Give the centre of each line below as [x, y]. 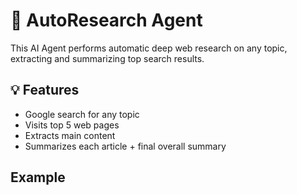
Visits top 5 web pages [72, 125]
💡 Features [45, 90]
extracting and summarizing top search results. [107, 58]
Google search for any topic [82, 114]
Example [38, 177]
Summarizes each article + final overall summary [125, 146]
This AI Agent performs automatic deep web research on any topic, [149, 48]
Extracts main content [70, 135]
